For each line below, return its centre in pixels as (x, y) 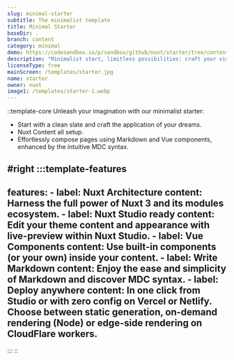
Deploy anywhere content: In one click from (104, 290)
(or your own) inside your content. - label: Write (112, 257)
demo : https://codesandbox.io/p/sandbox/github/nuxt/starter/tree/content (118, 53)
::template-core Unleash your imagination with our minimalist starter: (106, 111)
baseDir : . (23, 33)
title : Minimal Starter (42, 26)
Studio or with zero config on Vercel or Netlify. (110, 301)
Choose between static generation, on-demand (112, 312)
